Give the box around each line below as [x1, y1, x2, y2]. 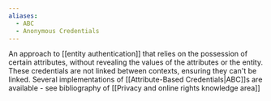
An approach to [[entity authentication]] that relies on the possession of [8, 49, 248, 59]
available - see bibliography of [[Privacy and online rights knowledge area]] [8, 83, 261, 93]
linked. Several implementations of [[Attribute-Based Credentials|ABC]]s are [8, 74, 263, 85]
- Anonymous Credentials [15, 27, 100, 35]
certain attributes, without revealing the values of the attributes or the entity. [8, 57, 264, 67]
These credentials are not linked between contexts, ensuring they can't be [8, 66, 257, 76]
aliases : [8, 11, 38, 20]
